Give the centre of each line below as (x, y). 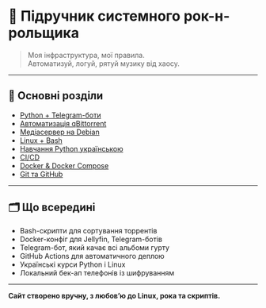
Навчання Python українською (71, 148)
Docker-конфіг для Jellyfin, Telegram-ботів (91, 239)
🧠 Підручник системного (94, 16)
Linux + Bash (41, 140)
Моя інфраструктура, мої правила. (86, 55)
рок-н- (207, 16)
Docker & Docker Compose (64, 165)
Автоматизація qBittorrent (63, 123)
